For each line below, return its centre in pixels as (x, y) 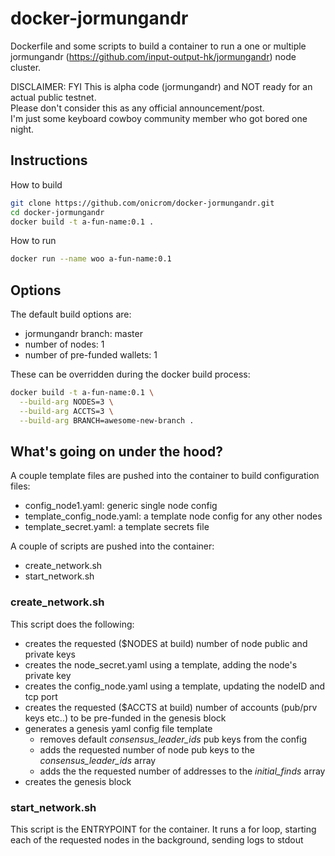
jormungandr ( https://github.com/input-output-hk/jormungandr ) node (153, 56)
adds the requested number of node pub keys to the (147, 749)
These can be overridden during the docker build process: (130, 374)
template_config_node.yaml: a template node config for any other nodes (173, 516)
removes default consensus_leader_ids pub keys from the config (173, 739)
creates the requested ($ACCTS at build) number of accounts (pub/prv (171, 707)
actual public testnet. (53, 97)
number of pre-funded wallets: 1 (91, 355)
